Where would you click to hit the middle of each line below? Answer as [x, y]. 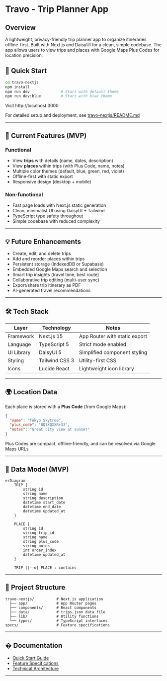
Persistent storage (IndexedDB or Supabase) [58, 264]
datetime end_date [42, 507]
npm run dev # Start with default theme [62, 91]
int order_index [40, 550]
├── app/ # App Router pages [53, 603]
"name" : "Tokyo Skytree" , [37, 420]
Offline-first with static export [42, 176]
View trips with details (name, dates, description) [63, 161]
